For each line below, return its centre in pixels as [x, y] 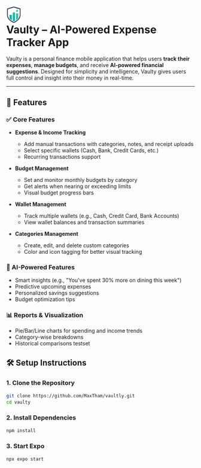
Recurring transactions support [62, 156]
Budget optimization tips [45, 299]
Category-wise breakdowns [49, 337]
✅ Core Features [31, 119]
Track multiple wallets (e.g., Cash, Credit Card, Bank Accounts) [101, 215]
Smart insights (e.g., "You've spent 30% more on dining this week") [98, 280]
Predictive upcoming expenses [53, 287]
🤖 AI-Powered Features [40, 267]
